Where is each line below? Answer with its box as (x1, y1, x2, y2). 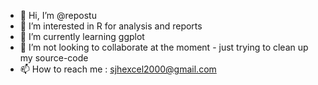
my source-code (19, 52, 89, 64)
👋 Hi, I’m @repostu (19, 10, 97, 21)
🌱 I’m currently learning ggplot (19, 31, 145, 42)
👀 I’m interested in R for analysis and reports (19, 20, 203, 32)
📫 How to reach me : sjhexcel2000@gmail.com (19, 63, 217, 75)
